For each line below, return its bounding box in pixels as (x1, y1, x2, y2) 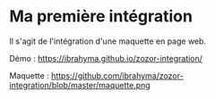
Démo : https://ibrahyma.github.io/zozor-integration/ (9, 53, 203, 63)
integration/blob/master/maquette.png (9, 79, 150, 90)
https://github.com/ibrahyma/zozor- (50, 70, 184, 81)
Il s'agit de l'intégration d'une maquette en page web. (9, 36, 207, 46)
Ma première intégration (9, 6, 193, 27)
